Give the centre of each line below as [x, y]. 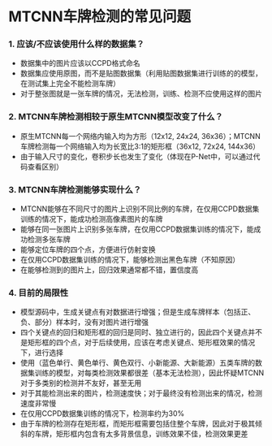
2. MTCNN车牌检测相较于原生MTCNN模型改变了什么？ [116, 117]
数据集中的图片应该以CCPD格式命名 [80, 63]
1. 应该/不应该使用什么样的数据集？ [76, 44]
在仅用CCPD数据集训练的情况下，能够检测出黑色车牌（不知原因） [130, 260]
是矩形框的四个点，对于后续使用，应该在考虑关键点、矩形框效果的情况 [138, 343]
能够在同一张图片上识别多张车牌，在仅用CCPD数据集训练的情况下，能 [137, 229]
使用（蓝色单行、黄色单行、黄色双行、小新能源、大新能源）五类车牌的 [138, 363]
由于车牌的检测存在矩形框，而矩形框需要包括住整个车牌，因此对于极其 [138, 424]
